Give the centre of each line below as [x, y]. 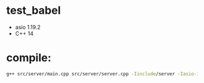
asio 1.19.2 [28, 27]
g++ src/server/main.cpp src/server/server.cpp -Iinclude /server [90, 74]
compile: [29, 58]
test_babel [33, 11]
